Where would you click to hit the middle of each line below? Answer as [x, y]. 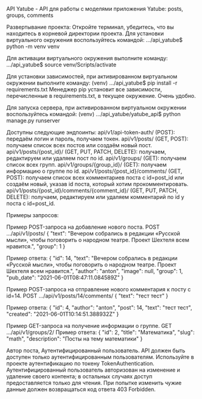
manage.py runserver [33, 120]
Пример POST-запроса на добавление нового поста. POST [83, 227]
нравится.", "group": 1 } [36, 246]
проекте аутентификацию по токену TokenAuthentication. [81, 363]
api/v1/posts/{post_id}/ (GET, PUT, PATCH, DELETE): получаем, [86, 152]
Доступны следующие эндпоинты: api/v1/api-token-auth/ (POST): [91, 132]
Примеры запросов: [33, 215]
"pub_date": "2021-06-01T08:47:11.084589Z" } [65, 277]
